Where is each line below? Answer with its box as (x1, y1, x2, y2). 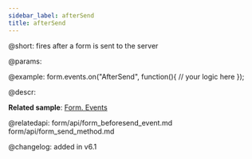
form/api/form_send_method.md (8, 126, 115, 136)
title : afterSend (8, 19, 66, 27)
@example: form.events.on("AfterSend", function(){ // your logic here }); (8, 72, 245, 81)
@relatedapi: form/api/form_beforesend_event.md (8, 118, 173, 127)
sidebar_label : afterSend (8, 11, 94, 20)
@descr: (8, 87, 36, 96)
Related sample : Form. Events (8, 103, 108, 112)
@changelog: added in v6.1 (8, 142, 97, 151)
